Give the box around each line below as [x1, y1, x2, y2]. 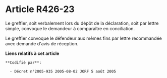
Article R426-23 [5, 4, 75, 15]
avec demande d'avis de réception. [5, 40, 79, 46]
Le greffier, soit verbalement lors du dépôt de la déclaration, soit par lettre [5, 20, 159, 26]
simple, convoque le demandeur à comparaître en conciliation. [5, 25, 135, 31]
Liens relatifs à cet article [5, 50, 60, 56]
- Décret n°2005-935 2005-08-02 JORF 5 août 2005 [10, 69, 116, 74]
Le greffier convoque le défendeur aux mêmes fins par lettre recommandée [5, 35, 162, 41]
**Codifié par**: [5, 60, 42, 65]
